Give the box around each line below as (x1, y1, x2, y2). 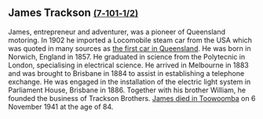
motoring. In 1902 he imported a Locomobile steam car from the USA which (8, 35, 253, 45)
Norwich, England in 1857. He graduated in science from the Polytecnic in (8, 52, 246, 61)
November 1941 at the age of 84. (8, 102, 114, 111)
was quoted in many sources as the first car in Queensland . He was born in (8, 43, 251, 53)
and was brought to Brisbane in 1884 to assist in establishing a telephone (8, 68, 245, 78)
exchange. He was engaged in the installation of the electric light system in (8, 77, 251, 86)
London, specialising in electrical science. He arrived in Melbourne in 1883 (8, 60, 249, 70)
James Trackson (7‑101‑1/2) (8, 6, 139, 20)
